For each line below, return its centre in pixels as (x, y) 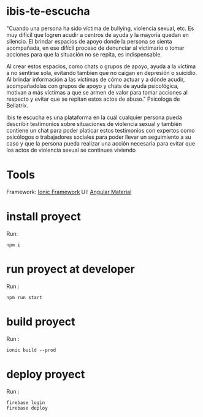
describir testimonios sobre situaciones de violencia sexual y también (94, 123)
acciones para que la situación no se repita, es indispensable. (84, 54)
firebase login (26, 403)
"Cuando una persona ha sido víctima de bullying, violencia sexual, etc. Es (100, 28)
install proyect (44, 217)
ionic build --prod (31, 350)
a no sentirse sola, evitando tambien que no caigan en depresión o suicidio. (102, 72)
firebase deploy (27, 408)
